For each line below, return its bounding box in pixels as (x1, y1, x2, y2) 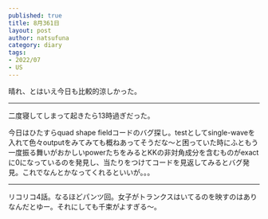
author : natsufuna (8, 33, 69, 42)
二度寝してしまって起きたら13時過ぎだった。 (8, 111, 155, 120)
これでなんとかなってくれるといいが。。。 (22, 167, 155, 177)
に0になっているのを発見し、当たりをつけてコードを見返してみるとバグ (8, 157, 243, 167)
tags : (8, 49, 26, 57)
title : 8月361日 (8, 19, 60, 27)
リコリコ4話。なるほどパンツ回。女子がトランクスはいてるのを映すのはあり (8, 192, 258, 201)
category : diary (8, 41, 62, 49)
